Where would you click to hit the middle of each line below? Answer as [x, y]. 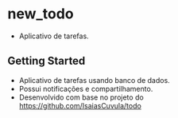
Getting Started [46, 61]
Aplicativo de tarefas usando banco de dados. [94, 80]
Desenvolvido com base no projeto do [81, 97]
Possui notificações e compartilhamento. [86, 88]
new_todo [41, 14]
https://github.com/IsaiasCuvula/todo [80, 105]
